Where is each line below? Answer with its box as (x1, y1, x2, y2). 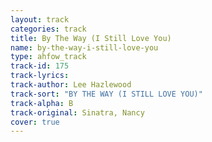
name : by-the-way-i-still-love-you (10, 42, 159, 53)
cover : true (10, 117, 60, 127)
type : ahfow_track (10, 52, 87, 62)
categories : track (10, 24, 87, 34)
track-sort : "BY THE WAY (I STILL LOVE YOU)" (10, 89, 203, 99)
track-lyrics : (10, 71, 70, 81)
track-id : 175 (10, 61, 70, 71)
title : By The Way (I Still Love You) (10, 33, 172, 43)
